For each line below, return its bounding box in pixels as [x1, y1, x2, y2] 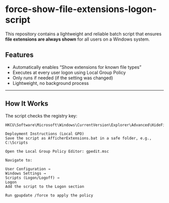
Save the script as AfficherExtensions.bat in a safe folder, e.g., [5, 136, 152, 141]
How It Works [5, 99, 49, 108]
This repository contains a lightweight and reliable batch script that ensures [5, 31, 162, 37]
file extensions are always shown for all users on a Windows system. [5, 36, 150, 42]
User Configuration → [5, 166, 51, 171]
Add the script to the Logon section [5, 184, 84, 189]
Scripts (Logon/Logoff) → [5, 175, 59, 180]
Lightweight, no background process [12, 80, 89, 86]
